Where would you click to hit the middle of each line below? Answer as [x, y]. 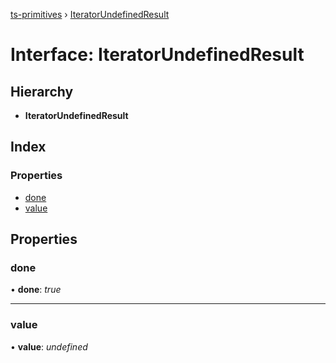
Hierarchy [42, 91]
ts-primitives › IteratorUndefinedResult [90, 14]
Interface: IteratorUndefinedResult [157, 55]
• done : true [36, 290]
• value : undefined [49, 346]
